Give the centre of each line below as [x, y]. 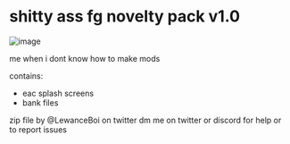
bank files [40, 102]
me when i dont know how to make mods [85, 58]
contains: [26, 76]
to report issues [38, 129]
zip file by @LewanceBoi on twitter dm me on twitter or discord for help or [145, 120]
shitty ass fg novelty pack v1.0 [125, 17]
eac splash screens [58, 93]
